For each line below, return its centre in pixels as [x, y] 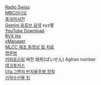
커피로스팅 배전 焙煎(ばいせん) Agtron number [50, 59]
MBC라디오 [16, 13]
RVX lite [13, 36]
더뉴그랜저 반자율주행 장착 [30, 71]
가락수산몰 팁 [18, 78]
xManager [15, 41]
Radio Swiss [17, 7]
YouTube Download [25, 31]
